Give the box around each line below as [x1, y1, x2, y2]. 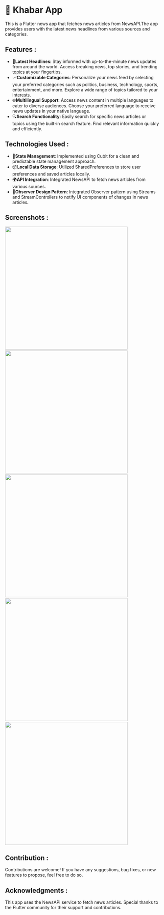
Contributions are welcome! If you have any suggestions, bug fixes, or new [5, 867, 156, 873]
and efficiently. [12, 125, 43, 132]
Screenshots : [5, 213, 49, 222]
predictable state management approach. [12, 158, 96, 164]
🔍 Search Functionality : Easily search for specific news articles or [12, 113, 146, 119]
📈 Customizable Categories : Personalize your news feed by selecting [12, 74, 154, 80]
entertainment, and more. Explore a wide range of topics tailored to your [12, 87, 158, 92]
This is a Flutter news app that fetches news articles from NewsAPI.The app [5, 21, 158, 27]
